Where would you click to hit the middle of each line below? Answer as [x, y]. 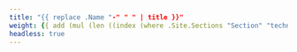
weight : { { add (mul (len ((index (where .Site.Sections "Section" [136, 26]
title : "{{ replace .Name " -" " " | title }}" [96, 17]
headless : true [37, 33]
